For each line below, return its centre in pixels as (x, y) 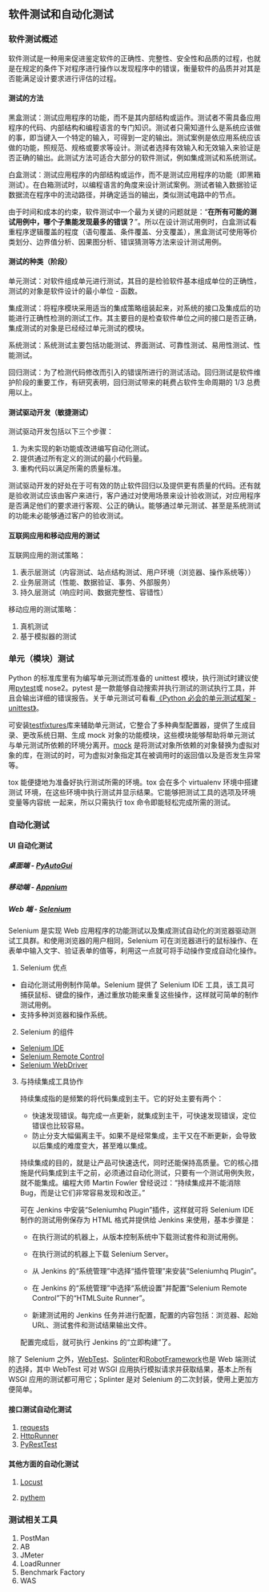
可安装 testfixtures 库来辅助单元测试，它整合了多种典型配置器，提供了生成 (129, 725)
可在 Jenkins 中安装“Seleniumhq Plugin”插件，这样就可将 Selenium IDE (137, 1210)
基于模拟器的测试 (48, 636)
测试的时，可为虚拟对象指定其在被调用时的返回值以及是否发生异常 (152, 755)
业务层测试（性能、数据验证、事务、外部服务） (97, 582)
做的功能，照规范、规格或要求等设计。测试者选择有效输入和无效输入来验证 (131, 148)
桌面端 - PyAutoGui (40, 865)
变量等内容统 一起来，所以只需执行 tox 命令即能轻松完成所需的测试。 (121, 802)
